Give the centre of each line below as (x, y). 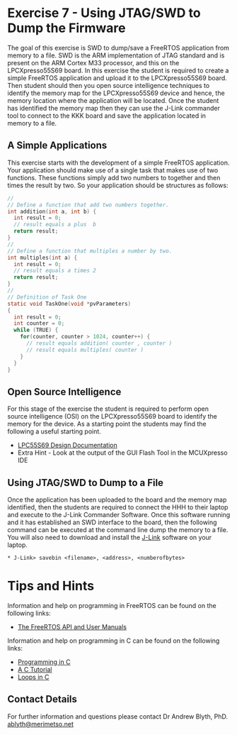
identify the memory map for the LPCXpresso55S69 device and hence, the (116, 93)
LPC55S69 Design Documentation (68, 446)
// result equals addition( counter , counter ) (99, 343)
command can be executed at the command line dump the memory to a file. (118, 530)
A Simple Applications (57, 146)
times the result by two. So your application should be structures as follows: (118, 185)
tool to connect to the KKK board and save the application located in (107, 116)
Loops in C (33, 677)
